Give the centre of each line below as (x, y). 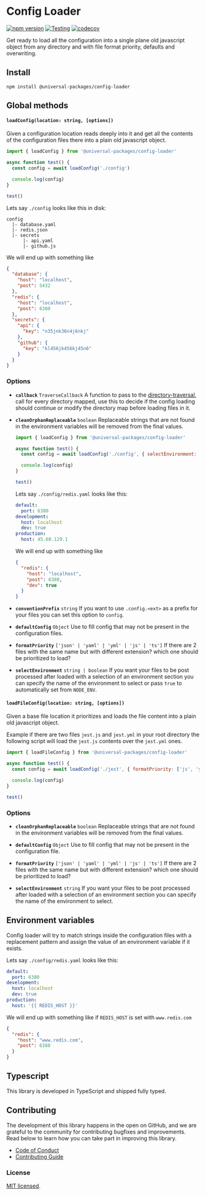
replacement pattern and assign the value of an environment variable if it (98, 941)
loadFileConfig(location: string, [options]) (65, 703)
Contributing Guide (39, 1156)
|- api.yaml (38, 241)
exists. (15, 948)
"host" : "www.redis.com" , (51, 1040)
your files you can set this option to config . (70, 615)
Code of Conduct (37, 1150)
